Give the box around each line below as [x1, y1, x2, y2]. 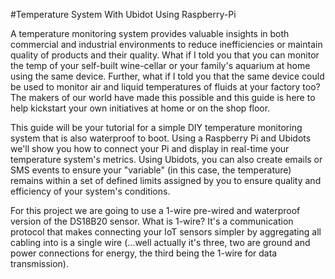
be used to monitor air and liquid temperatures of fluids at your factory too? [10, 81, 321, 93]
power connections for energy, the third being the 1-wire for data [10, 247, 278, 259]
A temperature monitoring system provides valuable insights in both [10, 28, 290, 39]
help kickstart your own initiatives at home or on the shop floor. [10, 102, 271, 114]
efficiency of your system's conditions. [10, 185, 171, 197]
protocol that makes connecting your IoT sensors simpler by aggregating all [10, 226, 322, 238]
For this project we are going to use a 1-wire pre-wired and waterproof [10, 205, 301, 216]
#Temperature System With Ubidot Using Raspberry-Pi [10, 9, 237, 20]
